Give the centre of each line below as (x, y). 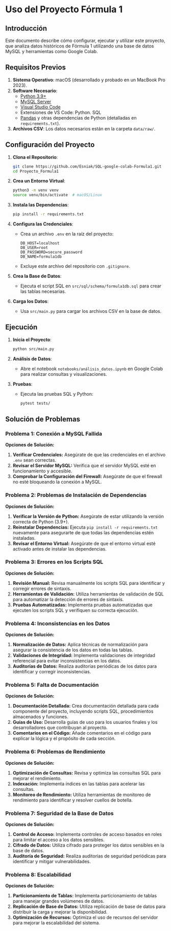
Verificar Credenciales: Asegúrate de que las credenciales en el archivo (89, 455)
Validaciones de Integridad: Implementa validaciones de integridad (84, 655)
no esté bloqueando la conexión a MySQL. (57, 482)
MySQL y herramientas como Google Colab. (52, 51)
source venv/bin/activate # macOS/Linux (57, 195)
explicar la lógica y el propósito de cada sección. (64, 739)
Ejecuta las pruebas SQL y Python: (57, 394)
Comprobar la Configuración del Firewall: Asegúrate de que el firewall (87, 476)
